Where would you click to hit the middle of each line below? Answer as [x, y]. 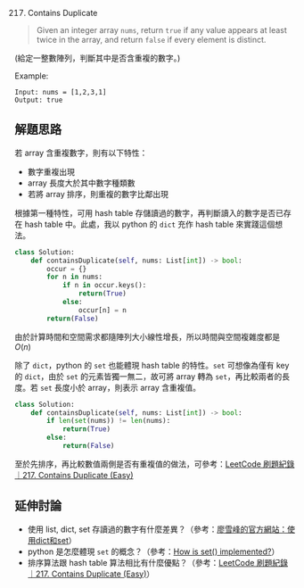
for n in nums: [75, 277]
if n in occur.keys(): [104, 286]
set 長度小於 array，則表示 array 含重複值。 [120, 387]
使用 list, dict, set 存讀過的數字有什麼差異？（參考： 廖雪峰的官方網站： [157, 529]
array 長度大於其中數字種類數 [81, 183]
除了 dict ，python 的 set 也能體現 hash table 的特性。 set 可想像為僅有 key [152, 365]
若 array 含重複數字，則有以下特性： [81, 153]
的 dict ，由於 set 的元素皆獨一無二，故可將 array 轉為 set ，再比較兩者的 [148, 376]
